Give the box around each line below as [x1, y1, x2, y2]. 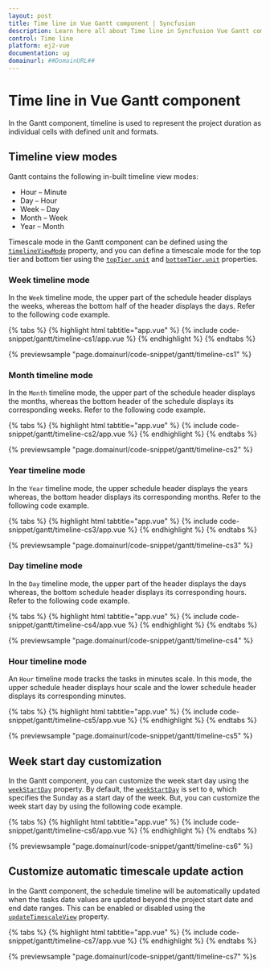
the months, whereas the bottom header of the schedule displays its [8, 397, 235, 406]
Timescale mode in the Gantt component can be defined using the [8, 237, 228, 247]
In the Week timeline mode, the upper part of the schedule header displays [8, 292, 252, 302]
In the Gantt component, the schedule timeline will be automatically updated [8, 886, 260, 896]
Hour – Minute [19, 187, 67, 197]
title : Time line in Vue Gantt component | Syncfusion [8, 19, 196, 27]
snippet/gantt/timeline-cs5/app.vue [8, 715, 126, 726]
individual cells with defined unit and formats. [8, 127, 159, 136]
